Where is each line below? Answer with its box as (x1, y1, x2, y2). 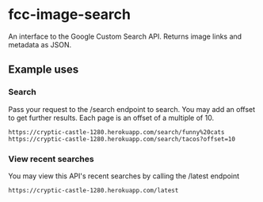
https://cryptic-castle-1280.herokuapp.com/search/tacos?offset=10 (8, 135, 236, 143)
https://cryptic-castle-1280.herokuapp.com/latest (8, 186, 179, 194)
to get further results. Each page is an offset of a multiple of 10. (8, 113, 215, 122)
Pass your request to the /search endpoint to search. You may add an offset (8, 104, 256, 114)
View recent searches (8, 153, 94, 164)
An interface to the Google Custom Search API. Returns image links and (8, 32, 242, 41)
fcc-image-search (8, 6, 131, 24)
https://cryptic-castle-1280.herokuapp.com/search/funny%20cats (8, 128, 225, 136)
